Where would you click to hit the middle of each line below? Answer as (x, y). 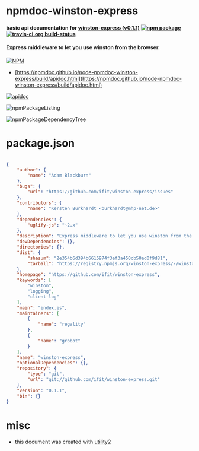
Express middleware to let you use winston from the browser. (83, 47)
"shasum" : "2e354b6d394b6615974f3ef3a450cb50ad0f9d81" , (98, 258)
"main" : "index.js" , (42, 308)
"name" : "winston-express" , (51, 357)
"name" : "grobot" (59, 341)
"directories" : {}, (41, 247)
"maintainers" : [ (38, 313)
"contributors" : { (39, 203)
